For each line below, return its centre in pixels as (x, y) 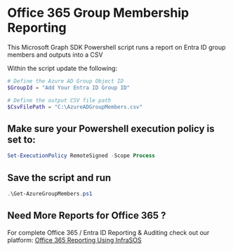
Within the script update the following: (62, 68)
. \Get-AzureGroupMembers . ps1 (50, 194)
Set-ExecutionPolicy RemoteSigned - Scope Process (81, 156)
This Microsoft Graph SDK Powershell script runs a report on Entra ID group (116, 47)
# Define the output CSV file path (59, 100)
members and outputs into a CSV (55, 55)
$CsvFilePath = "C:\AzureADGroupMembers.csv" (75, 107)
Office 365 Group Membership (98, 13)
